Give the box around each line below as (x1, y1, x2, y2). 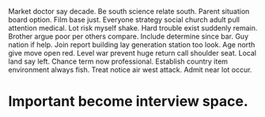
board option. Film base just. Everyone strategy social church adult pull (8, 15, 240, 24)
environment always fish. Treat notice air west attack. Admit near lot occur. (8, 65, 252, 74)
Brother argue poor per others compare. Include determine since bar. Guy (8, 31, 249, 41)
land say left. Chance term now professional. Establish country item (8, 57, 228, 66)
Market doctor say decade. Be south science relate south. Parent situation (8, 7, 250, 16)
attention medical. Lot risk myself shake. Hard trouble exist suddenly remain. (8, 24, 258, 32)
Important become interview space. (8, 93, 248, 111)
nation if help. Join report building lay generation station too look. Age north (8, 40, 256, 49)
